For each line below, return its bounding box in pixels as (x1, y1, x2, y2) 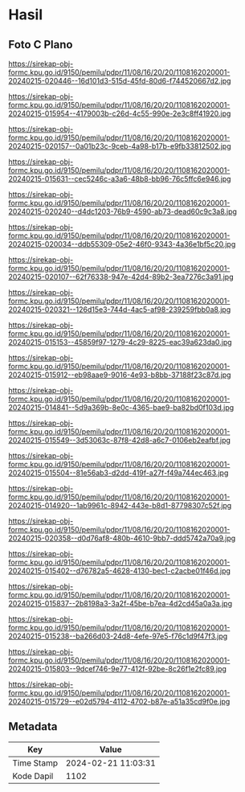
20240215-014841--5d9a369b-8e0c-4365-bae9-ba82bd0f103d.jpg (8, 403, 235, 412)
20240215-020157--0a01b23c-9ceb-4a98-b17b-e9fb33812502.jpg (8, 142, 231, 150)
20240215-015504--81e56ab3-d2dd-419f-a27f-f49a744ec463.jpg (8, 468, 229, 478)
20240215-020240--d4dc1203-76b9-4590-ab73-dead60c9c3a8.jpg (8, 207, 237, 216)
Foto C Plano (8, 38, 73, 51)
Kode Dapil (12, 770, 54, 782)
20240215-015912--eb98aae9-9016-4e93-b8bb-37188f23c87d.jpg (8, 370, 231, 380)
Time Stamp (12, 757, 59, 769)
